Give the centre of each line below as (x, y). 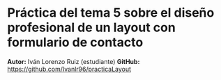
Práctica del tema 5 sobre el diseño (111, 13)
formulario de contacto (75, 42)
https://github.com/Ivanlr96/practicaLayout (69, 69)
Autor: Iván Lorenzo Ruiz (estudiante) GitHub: (74, 61)
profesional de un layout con (91, 27)
